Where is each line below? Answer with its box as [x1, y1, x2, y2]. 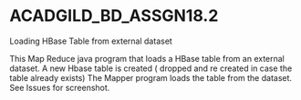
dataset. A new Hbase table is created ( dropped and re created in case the [9, 63, 293, 74]
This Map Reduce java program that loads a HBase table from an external [9, 53, 285, 64]
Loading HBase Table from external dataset [9, 35, 173, 46]
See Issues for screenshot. [9, 82, 110, 93]
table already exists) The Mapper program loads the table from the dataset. [9, 72, 293, 83]
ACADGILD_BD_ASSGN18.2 [9, 5, 219, 26]
